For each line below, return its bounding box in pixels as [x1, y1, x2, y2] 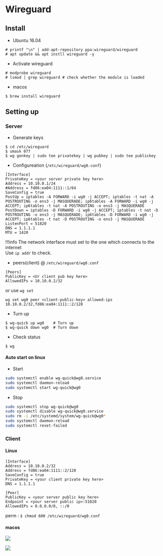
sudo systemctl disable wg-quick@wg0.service [5, 409, 103, 414]
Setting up [5, 108, 39, 116]
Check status [12, 334, 41, 340]
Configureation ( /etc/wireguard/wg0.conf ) [12, 162, 101, 168]
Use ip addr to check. [5, 250, 52, 256]
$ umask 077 [5, 149, 31, 154]
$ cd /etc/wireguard [5, 144, 49, 149]
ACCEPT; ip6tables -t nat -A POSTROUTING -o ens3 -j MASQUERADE [5, 203, 145, 208]
